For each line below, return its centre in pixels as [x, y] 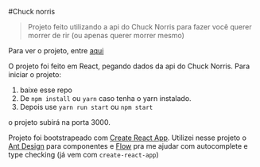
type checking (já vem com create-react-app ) [83, 155]
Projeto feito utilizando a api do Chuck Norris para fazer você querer [140, 27]
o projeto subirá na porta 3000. [60, 122]
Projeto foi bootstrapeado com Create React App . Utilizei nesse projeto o [127, 138]
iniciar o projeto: [35, 74]
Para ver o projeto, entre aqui [56, 50]
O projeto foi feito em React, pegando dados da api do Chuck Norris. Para [129, 66]
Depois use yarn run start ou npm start [86, 107]
